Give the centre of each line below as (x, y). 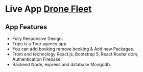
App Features (26, 27)
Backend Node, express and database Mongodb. (61, 64)
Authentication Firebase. (37, 59)
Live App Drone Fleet (48, 9)
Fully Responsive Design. (37, 38)
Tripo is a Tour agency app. (40, 44)
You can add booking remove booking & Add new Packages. (73, 49)
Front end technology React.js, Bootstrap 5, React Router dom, (75, 54)
